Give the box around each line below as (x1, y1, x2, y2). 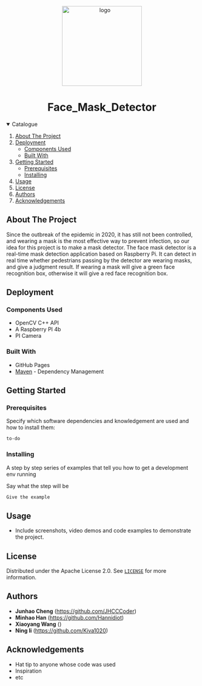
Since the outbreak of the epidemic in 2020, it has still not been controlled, (6, 231, 193, 238)
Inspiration (15, 667, 42, 674)
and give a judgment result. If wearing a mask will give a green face (6, 263, 175, 270)
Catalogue (12, 121, 38, 128)
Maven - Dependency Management (15, 368, 104, 375)
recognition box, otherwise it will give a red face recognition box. (6, 270, 169, 277)
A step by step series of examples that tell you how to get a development (6, 464, 189, 471)
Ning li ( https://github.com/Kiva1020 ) (15, 626, 108, 634)
